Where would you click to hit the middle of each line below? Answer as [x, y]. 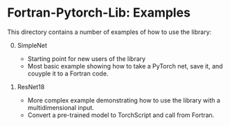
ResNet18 [31, 87]
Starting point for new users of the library [87, 58]
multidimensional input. [61, 107]
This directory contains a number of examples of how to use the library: [109, 32]
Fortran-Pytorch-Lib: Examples [99, 13]
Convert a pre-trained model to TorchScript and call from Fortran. [121, 115]
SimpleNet [32, 45]
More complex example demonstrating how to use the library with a [124, 100]
